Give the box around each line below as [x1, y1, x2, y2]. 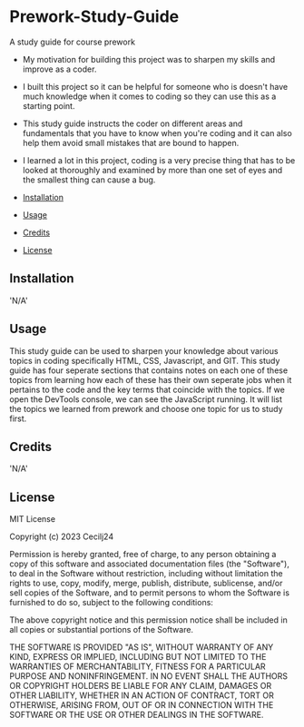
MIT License [9, 514, 56, 525]
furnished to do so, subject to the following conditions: [9, 597, 213, 608]
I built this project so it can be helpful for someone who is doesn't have [22, 81, 289, 92]
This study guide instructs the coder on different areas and [22, 118, 243, 129]
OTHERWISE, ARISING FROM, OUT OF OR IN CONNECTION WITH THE [9, 700, 274, 711]
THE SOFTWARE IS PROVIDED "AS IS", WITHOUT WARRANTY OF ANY [9, 642, 274, 653]
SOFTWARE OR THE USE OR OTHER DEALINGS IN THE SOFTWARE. [9, 710, 264, 721]
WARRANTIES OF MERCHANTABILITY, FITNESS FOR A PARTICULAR [9, 661, 266, 673]
